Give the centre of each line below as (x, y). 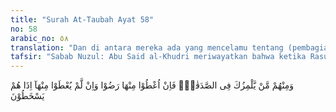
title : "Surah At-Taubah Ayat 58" (82, 19)
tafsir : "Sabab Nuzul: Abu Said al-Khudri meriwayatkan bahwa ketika (158, 57)
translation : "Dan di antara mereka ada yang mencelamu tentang (147, 47)
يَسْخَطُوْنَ (27, 96)
